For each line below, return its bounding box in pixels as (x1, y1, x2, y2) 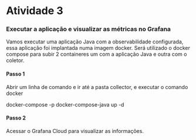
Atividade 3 (6, 4, 63, 18)
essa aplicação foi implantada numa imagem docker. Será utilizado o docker (6, 45, 191, 52)
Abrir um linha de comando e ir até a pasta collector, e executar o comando (6, 83, 188, 90)
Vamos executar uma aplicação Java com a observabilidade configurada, (6, 38, 184, 45)
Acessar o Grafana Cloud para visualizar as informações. (6, 127, 144, 134)
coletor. (6, 57, 25, 64)
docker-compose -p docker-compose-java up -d (6, 101, 124, 108)
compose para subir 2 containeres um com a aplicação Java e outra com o (6, 51, 187, 58)
